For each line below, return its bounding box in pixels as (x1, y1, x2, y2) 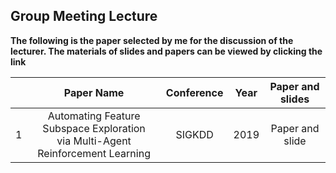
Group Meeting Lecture (10, 8, 158, 25)
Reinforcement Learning (37, 146, 151, 160)
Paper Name (63, 85, 125, 99)
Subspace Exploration (42, 121, 146, 135)
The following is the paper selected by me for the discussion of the (10, 34, 294, 46)
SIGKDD (175, 127, 214, 141)
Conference (165, 85, 224, 99)
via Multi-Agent (56, 134, 132, 148)
